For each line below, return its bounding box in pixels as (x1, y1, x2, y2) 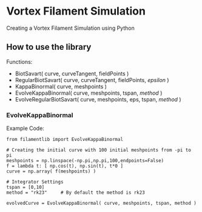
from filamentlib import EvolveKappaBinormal (6, 137, 123, 143)
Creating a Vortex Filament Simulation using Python (6, 24, 135, 32)
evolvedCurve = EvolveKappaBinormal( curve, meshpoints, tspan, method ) (6, 200, 197, 207)
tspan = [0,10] (6, 184, 45, 191)
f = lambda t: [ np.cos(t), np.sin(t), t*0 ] (6, 163, 123, 169)
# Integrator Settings (6, 179, 64, 185)
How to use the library (6, 42, 92, 52)
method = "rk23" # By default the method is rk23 (6, 190, 146, 196)
